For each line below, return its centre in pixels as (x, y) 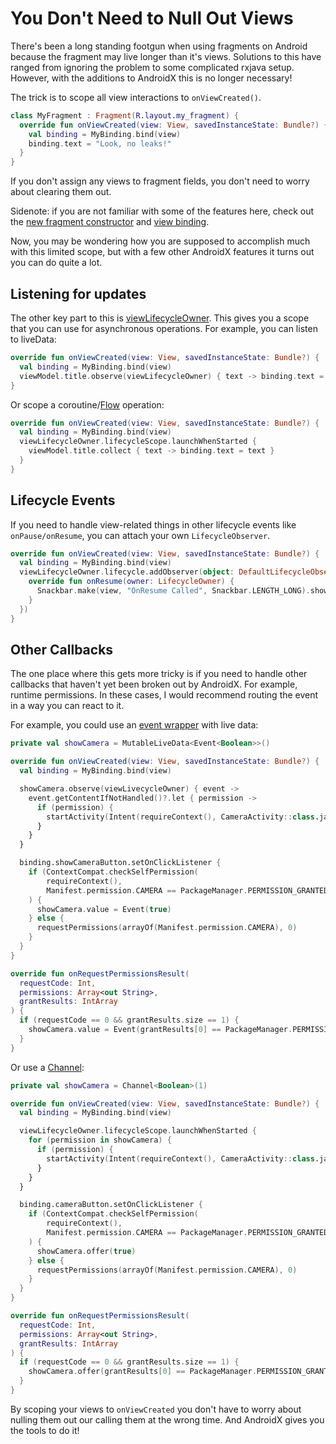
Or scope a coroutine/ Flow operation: (87, 404)
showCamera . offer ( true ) (86, 1251)
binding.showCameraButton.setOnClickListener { (120, 863)
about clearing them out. (61, 192)
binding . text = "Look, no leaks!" (100, 143)
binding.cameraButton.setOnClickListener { (111, 1205)
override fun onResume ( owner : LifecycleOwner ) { (131, 582)
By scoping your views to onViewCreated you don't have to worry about (156, 1409)
